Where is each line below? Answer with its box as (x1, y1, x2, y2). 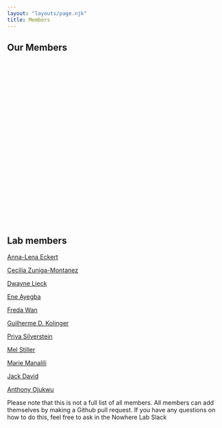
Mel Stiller (7, 346, 36, 354)
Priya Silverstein (7, 332, 53, 340)
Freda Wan (7, 306, 38, 315)
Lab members (7, 235, 67, 246)
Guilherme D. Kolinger (7, 319, 69, 327)
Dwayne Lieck (7, 280, 47, 288)
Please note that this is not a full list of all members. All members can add (7, 399, 214, 407)
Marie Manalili (7, 359, 47, 367)
